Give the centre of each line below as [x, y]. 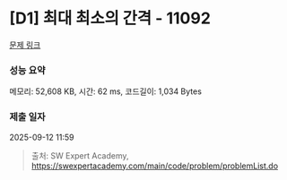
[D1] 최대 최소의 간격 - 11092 [110, 18]
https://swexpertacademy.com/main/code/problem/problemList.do [155, 166]
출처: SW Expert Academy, [80, 155]
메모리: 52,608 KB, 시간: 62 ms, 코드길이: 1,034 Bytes [105, 91]
